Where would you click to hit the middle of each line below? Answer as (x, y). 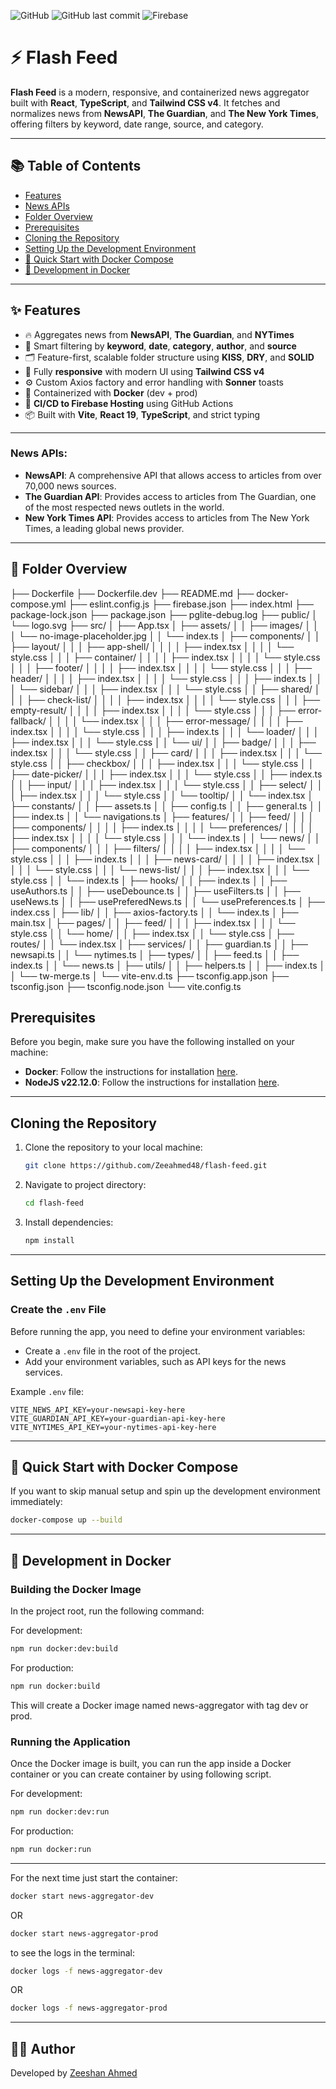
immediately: (36, 1502)
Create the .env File (58, 1310)
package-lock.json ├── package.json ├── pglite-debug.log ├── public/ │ (164, 614)
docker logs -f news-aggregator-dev (86, 1971)
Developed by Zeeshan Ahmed (74, 2073)
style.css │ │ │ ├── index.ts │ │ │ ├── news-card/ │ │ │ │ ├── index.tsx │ (166, 859)
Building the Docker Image (76, 1589)
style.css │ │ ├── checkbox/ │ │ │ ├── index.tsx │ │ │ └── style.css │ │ (162, 763)
